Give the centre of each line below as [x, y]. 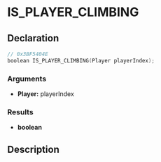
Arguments [27, 79]
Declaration [33, 38]
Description [33, 149]
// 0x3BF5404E [28, 54]
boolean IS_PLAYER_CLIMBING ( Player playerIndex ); [81, 60]
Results [20, 112]
